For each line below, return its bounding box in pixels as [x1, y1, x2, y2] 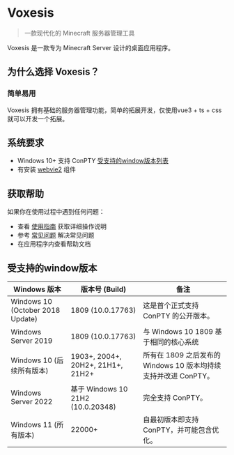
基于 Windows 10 [70, 385, 128, 394]
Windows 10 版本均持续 [142, 361, 221, 371]
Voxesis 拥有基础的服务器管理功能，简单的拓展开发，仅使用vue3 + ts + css [7, 106, 222, 114]
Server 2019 [10, 336, 53, 346]
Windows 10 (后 [10, 355, 64, 365]
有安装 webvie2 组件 [17, 165, 77, 173]
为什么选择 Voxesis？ [7, 66, 100, 78]
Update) [10, 314, 38, 324]
